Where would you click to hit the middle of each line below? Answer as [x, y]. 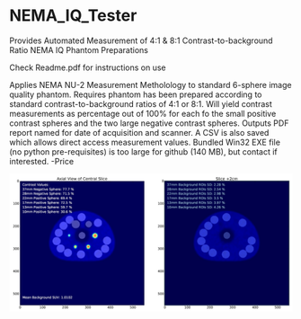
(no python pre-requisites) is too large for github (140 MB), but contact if [144, 151]
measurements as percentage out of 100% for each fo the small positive [143, 113]
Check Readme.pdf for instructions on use [88, 67]
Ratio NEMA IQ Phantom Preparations [79, 49]
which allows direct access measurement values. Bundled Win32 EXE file [145, 142]
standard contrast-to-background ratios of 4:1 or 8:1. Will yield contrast [141, 103]
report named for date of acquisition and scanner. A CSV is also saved [139, 132]
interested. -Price [42, 161]
